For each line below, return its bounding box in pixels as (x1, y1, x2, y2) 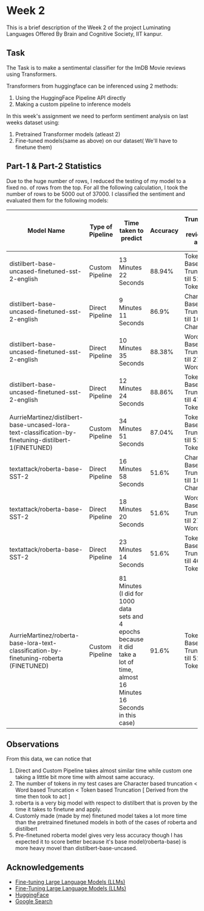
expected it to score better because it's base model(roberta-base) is (15, 838, 187, 845)
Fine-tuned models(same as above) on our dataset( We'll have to (15, 137, 178, 144)
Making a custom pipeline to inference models (15, 100, 131, 108)
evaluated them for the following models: (6, 196, 109, 204)
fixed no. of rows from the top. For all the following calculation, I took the (6, 184, 188, 191)
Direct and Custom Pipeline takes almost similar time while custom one (15, 767, 192, 774)
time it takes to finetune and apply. (15, 806, 102, 813)
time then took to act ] (15, 793, 71, 800)
